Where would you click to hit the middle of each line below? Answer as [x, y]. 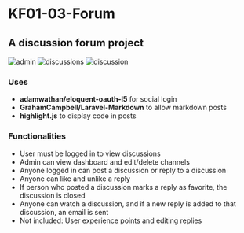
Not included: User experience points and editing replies [111, 220]
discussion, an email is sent [64, 212]
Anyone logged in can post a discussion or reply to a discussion [123, 170]
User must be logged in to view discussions [90, 153]
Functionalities [37, 136]
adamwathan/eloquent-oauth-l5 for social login [98, 99]
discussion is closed [52, 195]
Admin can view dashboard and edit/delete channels [105, 161]
